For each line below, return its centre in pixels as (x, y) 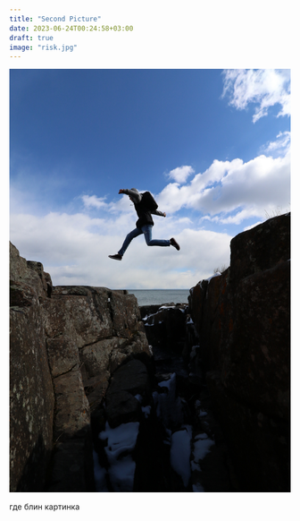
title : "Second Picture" (55, 19)
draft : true (31, 38)
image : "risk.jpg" (43, 47)
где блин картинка (45, 507)
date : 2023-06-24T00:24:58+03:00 (71, 28)
